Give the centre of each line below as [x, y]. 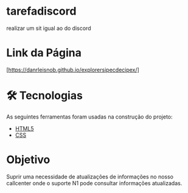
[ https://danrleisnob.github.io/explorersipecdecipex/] [73, 70]
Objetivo [28, 159]
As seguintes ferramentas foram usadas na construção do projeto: [89, 117]
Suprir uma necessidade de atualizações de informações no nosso [90, 177]
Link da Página [44, 53]
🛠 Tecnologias [45, 96]
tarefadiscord [41, 11]
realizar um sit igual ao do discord [49, 28]
